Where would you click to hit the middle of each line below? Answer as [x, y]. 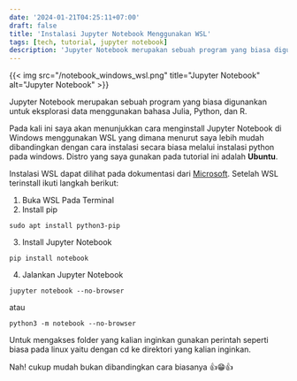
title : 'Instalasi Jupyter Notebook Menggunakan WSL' [110, 34]
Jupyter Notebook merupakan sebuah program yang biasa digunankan [138, 102]
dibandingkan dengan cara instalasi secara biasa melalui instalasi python [142, 148]
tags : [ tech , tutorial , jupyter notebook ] [88, 42]
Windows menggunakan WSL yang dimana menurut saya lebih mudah [137, 138]
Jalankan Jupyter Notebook [72, 275]
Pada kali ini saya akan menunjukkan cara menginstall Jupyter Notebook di [145, 128]
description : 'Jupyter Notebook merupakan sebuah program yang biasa [140, 50]
